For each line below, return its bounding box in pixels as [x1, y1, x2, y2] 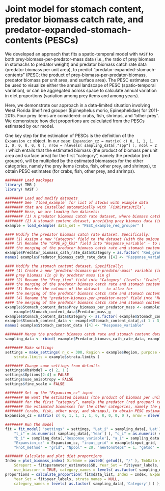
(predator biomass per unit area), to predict [5, 66, 93, 72]
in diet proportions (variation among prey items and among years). [5, 92, 139, 99]
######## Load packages [5, 178, 54, 183]
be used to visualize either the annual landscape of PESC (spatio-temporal [5, 82, 156, 88]
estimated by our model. [5, 123, 55, 129]
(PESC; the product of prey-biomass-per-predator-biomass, [26, 72, 147, 78]
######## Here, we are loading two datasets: [5, 210, 100, 215]
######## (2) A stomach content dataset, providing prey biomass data [5, 218, 153, 223]
